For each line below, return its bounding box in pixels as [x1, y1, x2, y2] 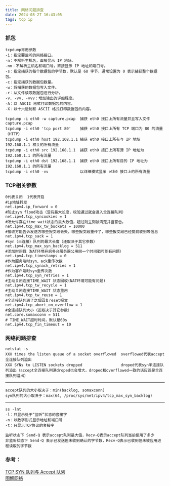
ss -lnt [5, 407, 22, 412]
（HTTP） [5, 131, 22, 137]
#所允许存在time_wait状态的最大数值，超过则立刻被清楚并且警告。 [5, 219, 126, 224]
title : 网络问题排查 [5, 7, 44, 13]
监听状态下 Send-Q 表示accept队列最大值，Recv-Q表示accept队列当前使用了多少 [5, 433, 155, 438]
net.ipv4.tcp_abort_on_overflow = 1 [5, 302, 82, 307]
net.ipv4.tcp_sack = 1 [5, 233, 53, 238]
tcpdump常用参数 [5, 47, 36, 52]
